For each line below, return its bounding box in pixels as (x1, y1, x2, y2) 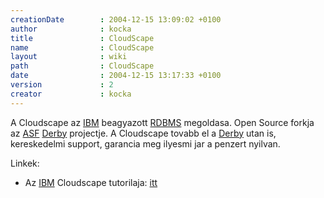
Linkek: (10, 157, 40, 169)
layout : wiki (10, 52, 128, 62)
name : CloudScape (10, 42, 155, 53)
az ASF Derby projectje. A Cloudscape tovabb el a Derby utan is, (10, 127, 277, 139)
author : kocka (10, 24, 132, 34)
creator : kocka (10, 89, 132, 99)
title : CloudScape (10, 33, 155, 43)
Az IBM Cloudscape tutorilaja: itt (24, 176, 158, 188)
